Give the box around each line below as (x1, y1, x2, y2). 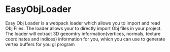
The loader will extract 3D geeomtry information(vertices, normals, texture (5, 30, 161, 36)
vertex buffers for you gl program (5, 41, 75, 47)
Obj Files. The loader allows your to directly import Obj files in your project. (5, 25, 162, 31)
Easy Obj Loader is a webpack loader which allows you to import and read (5, 20, 160, 26)
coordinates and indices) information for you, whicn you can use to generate (5, 36, 165, 42)
